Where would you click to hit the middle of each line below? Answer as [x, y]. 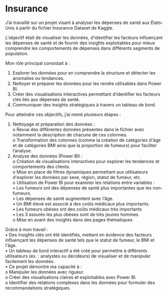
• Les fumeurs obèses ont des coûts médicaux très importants [77, 209]
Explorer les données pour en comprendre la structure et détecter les [84, 72]
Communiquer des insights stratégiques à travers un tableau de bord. [84, 104]
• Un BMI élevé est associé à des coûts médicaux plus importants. [81, 203]
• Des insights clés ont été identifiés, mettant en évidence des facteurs [78, 234]
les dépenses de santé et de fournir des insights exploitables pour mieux [80, 42]
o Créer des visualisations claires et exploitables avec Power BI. [71, 277]
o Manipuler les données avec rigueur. [45, 272]
